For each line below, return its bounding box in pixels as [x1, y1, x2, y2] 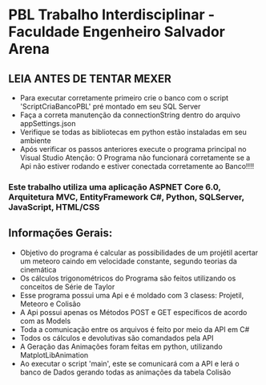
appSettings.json [19, 119, 76, 128]
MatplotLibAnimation [19, 350, 89, 359]
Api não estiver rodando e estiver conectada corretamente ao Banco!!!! [19, 162, 255, 170]
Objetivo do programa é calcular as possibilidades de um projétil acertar [19, 248, 259, 257]
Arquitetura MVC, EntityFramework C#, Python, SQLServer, [8, 191, 244, 203]
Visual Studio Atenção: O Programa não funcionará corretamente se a [19, 153, 251, 162]
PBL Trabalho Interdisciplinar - [8, 6, 215, 24]
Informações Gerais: [8, 227, 113, 240]
